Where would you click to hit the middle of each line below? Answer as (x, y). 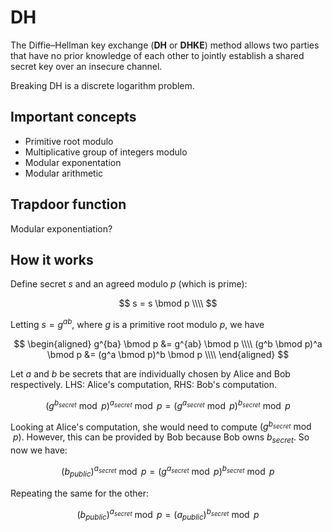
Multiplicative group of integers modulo (106, 152)
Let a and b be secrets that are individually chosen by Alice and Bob (150, 374)
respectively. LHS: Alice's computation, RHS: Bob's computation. (144, 385)
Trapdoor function (68, 204)
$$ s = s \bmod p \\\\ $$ (168, 303)
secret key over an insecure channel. (86, 66)
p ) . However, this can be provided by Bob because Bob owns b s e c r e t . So (161, 438)
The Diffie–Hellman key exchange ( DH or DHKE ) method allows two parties (165, 45)
